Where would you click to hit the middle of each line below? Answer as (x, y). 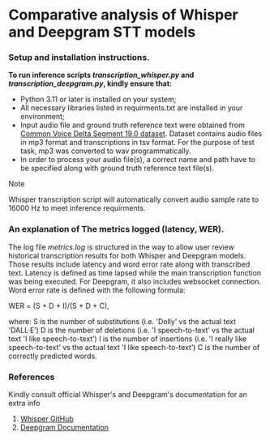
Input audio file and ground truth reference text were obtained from (132, 125)
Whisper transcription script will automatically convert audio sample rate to (134, 199)
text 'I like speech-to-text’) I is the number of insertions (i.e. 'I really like (128, 339)
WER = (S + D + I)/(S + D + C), (59, 305)
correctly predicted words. (53, 356)
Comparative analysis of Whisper (124, 15)
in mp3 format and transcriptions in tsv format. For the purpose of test (137, 143)
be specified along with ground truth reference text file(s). (117, 169)
